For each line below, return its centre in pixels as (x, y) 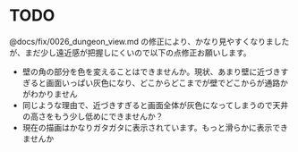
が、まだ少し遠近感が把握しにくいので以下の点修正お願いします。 (131, 52)
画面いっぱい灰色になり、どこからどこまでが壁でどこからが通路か (167, 82)
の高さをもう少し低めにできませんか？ (93, 116)
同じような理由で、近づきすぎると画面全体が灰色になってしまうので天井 (155, 105)
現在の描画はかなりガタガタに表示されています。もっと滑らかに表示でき (155, 127)
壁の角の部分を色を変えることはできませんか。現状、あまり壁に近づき (151, 72)
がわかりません (50, 94)
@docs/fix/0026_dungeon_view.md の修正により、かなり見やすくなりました (149, 41)
